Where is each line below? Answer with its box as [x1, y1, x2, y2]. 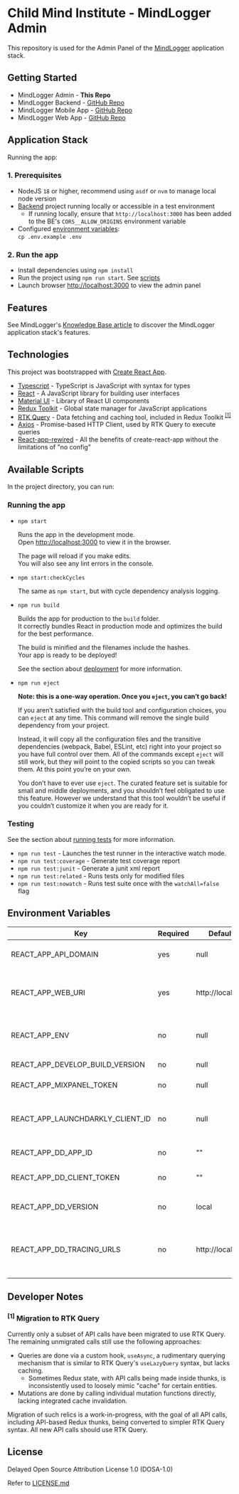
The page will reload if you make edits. [17, 551, 132, 560]
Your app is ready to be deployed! [17, 651, 117, 659]
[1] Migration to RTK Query [7, 1312, 100, 1323]
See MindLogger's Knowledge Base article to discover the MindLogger [7, 320, 215, 329]
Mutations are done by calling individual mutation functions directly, [17, 1389, 217, 1397]
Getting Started [7, 72, 78, 84]
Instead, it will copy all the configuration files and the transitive [17, 735, 201, 743]
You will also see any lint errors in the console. [17, 559, 154, 567]
